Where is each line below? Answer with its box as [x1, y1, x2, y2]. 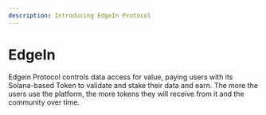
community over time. [8, 97, 80, 107]
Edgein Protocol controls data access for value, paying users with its [8, 72, 233, 82]
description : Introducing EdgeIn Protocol [8, 11, 151, 20]
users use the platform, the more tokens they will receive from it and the [8, 89, 244, 98]
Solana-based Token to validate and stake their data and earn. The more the [8, 80, 259, 90]
